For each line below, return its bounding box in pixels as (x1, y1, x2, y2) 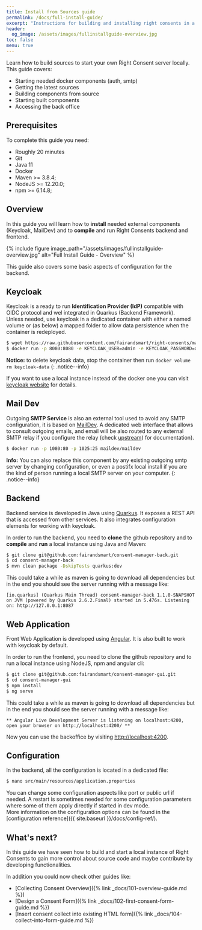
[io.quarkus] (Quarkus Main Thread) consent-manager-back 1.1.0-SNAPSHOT (6, 592, 195, 598)
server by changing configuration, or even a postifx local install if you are (6, 463, 188, 470)
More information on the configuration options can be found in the (6, 809, 170, 816)
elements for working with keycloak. (6, 522, 96, 529)
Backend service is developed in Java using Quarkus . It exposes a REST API (6, 509, 195, 516)
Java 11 (14, 161, 33, 168)
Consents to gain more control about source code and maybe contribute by (6, 855, 193, 862)
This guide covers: (6, 65, 52, 72)
